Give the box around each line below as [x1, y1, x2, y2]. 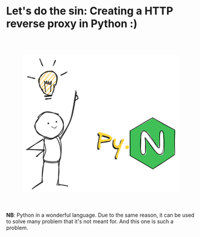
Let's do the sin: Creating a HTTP [6, 4, 174, 18]
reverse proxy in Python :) [6, 17, 137, 31]
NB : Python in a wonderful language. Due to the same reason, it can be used [6, 211, 195, 218]
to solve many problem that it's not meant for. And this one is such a [6, 217, 174, 225]
